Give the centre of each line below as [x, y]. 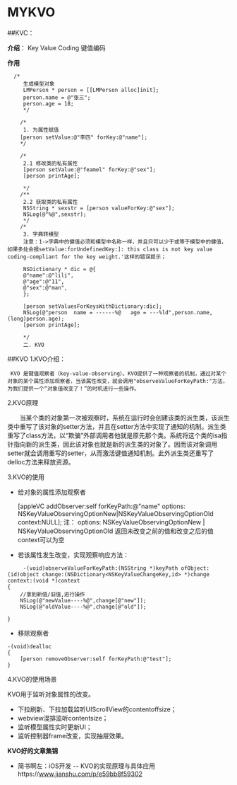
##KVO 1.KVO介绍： [36, 359]
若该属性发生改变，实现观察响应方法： [73, 555]
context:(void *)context [44, 580]
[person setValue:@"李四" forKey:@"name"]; [84, 137]
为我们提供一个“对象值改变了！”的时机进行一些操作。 [73, 389]
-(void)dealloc [30, 646]
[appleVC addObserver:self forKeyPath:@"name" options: [101, 506]
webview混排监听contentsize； [63, 718]
